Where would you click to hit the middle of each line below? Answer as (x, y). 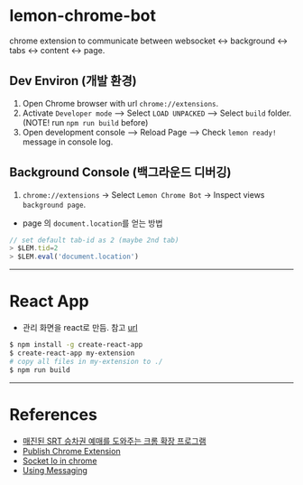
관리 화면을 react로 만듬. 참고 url (80, 328)
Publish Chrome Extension (71, 451)
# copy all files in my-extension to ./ (87, 361)
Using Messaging (55, 470)
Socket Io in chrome (60, 461)
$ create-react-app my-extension (72, 353)
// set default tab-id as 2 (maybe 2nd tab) (94, 240)
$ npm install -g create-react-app (76, 345)
